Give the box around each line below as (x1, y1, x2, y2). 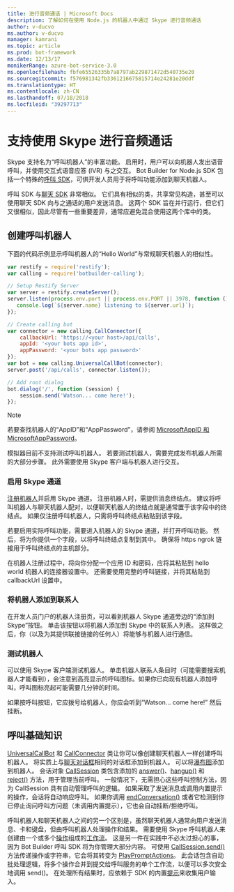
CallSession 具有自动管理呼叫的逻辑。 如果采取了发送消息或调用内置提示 (15, 784, 223, 792)
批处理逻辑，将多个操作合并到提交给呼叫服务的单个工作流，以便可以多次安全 (7, 859, 227, 868)
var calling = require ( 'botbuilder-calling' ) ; (7, 270, 145, 277)
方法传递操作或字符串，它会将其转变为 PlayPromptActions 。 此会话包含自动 (7, 851, 224, 859)
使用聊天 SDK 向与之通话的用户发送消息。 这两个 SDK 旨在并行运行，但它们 (7, 198, 224, 206)
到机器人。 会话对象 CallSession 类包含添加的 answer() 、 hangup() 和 (7, 766, 205, 775)
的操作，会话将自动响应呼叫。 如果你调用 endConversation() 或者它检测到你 (7, 792, 225, 801)
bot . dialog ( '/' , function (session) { (7, 385, 120, 393)
